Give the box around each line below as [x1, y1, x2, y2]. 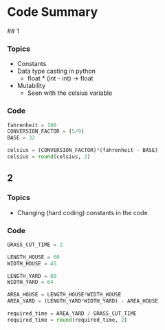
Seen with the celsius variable [27, 89, 113, 97]
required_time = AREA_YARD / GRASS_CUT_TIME [7, 310, 137, 317]
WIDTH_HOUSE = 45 [7, 260, 57, 267]
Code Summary [7, 4, 98, 20]
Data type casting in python [16, 67, 96, 76]
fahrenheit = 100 [7, 122, 57, 129]
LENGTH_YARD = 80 [7, 272, 57, 279]
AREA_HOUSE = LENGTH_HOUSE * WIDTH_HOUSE [7, 291, 122, 298]
